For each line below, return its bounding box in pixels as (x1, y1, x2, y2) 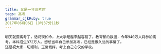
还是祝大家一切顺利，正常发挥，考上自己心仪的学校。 (5, 45, 96, 50)
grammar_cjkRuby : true (5, 16, 51, 21)
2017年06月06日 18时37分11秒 (5, 20, 60, 26)
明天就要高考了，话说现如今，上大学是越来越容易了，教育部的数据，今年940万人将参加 (5, 35, 153, 40)
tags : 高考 (5, 12, 26, 16)
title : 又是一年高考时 (5, 7, 46, 12)
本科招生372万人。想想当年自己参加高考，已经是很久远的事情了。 (12, 40, 124, 45)
